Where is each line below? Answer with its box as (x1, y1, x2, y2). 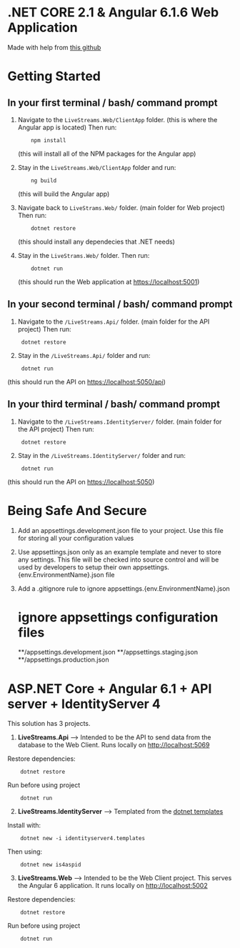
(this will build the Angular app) (17, 189, 110, 198)
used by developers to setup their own (17, 562, 131, 572)
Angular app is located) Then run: (17, 123, 117, 131)
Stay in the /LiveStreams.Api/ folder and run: (17, 351, 151, 359)
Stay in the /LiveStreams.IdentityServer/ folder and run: (17, 451, 186, 459)
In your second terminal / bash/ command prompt (7, 298, 233, 311)
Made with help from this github (7, 43, 101, 51)
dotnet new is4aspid (20, 862, 81, 869)
